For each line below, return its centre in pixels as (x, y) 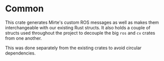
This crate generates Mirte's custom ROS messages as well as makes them (82, 22)
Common (24, 9)
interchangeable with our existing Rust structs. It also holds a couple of (78, 27)
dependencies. (20, 53)
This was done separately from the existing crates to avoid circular (73, 48)
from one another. (24, 38)
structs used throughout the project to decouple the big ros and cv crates (80, 33)
